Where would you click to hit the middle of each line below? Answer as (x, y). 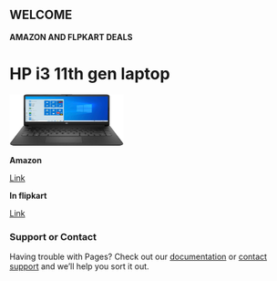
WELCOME (41, 15)
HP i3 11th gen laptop (90, 74)
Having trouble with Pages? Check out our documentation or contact (138, 257)
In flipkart (28, 195)
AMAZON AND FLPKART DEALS (71, 36)
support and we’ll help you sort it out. (79, 266)
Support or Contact (53, 236)
